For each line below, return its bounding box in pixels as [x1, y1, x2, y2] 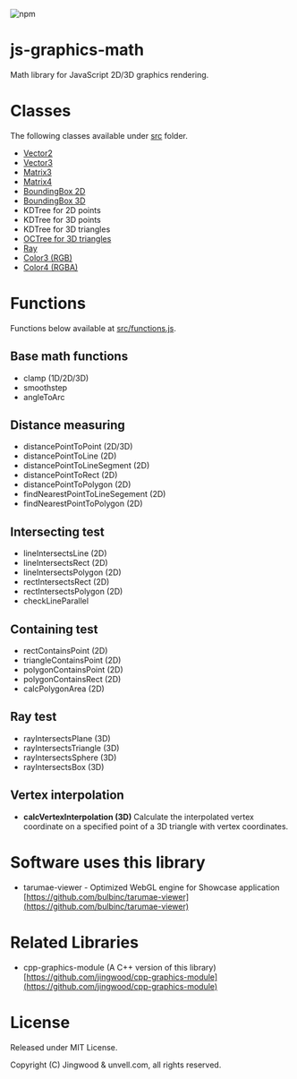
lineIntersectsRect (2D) [22, 558, 108, 569]
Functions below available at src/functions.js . [10, 322, 177, 333]
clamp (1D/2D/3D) [22, 373, 89, 383]
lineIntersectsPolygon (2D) [22, 567, 122, 578]
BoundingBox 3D [22, 195, 86, 206]
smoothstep [22, 381, 68, 393]
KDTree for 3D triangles [22, 224, 111, 235]
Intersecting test [10, 524, 106, 539]
